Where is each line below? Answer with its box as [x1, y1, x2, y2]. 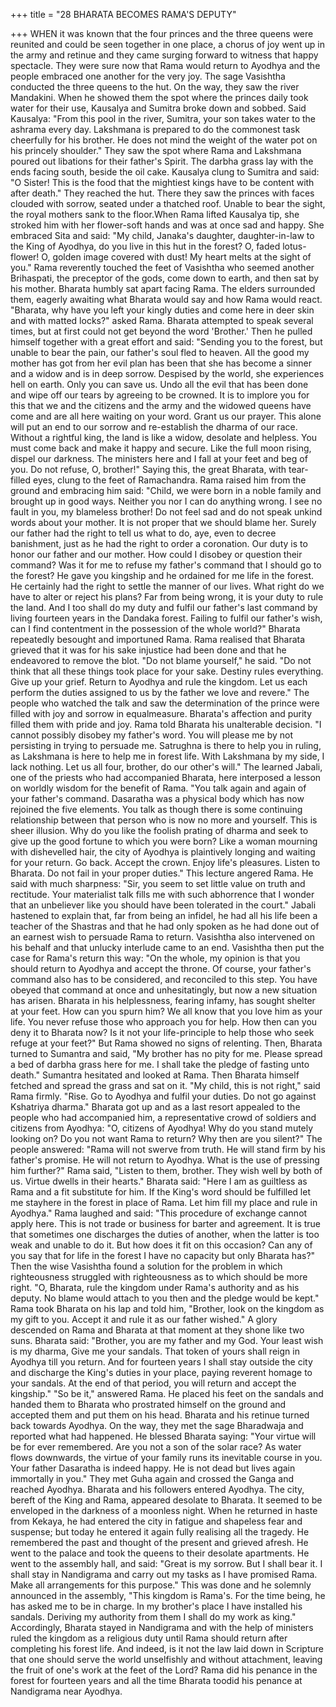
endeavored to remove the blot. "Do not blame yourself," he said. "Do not [10, 655, 312, 666]
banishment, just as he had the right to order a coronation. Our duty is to [10, 538, 308, 549]
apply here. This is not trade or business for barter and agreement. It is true [10, 1218, 322, 1229]
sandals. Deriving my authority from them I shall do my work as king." [10, 1611, 297, 1623]
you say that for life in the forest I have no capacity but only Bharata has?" [10, 1250, 316, 1261]
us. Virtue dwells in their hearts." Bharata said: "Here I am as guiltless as [10, 1175, 308, 1187]
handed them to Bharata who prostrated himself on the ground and [10, 1399, 287, 1410]
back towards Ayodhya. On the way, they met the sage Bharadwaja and [10, 1420, 304, 1431]
